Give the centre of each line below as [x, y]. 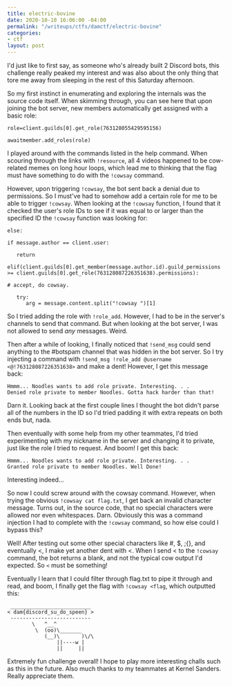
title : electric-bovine [41, 13]
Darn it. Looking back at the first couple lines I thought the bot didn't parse [113, 405]
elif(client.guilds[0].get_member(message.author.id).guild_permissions [114, 267]
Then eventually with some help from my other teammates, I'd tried [103, 433]
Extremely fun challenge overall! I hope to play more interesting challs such [114, 661]
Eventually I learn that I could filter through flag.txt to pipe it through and [110, 579]
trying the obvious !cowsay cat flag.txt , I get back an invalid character [109, 500]
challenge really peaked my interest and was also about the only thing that [113, 73]
